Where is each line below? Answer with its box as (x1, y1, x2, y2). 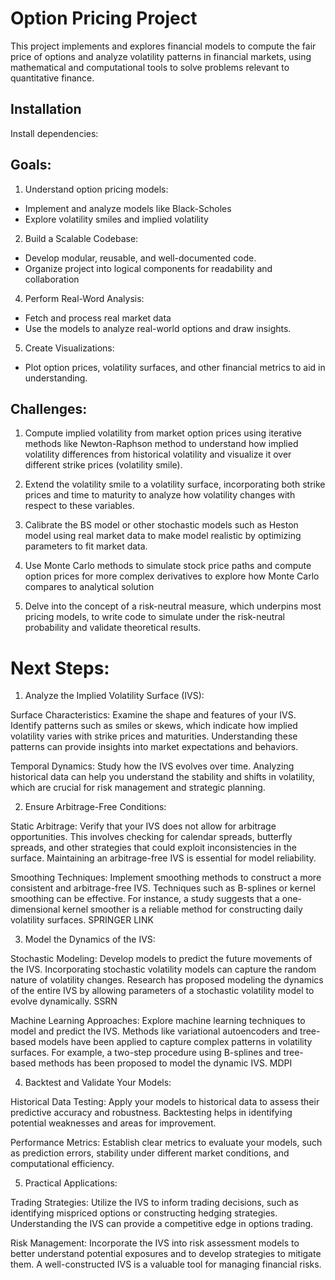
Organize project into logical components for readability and (24, 262, 273, 274)
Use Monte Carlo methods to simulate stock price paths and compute (24, 560, 312, 572)
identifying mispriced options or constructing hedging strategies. (10, 1207, 278, 1219)
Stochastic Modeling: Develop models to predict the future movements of (10, 953, 313, 965)
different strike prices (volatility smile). (24, 459, 183, 471)
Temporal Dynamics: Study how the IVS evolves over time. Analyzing (10, 760, 295, 772)
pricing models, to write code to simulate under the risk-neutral (24, 611, 285, 623)
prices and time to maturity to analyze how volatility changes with (24, 489, 296, 501)
